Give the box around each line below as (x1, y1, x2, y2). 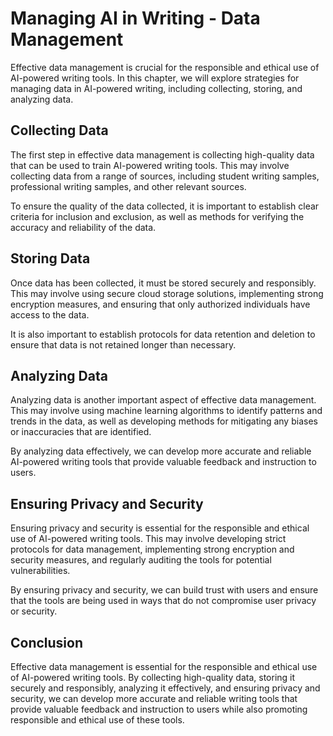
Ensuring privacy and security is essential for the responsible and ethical (10, 522, 310, 534)
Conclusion (10, 634, 84, 651)
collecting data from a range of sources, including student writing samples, (10, 170, 320, 182)
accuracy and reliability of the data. (10, 221, 157, 233)
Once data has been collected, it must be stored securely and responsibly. (10, 277, 317, 289)
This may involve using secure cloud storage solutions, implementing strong (10, 287, 324, 299)
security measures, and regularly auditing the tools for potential (10, 554, 272, 566)
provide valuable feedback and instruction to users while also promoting (10, 703, 308, 715)
